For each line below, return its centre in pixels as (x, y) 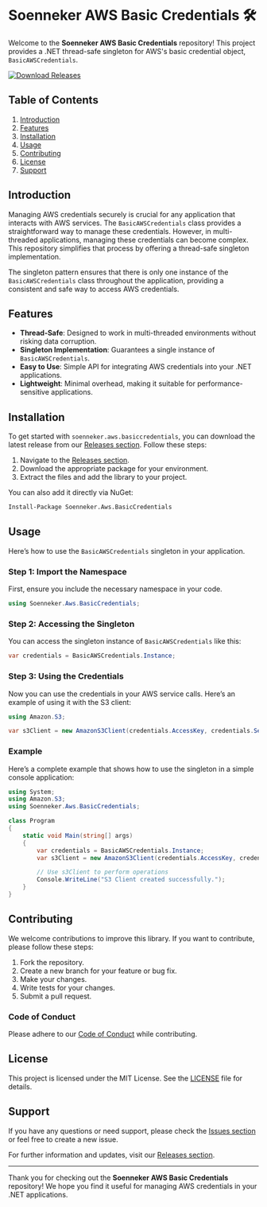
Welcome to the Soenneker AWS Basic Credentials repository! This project (132, 43)
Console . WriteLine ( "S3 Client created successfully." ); (131, 880)
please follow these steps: (51, 947)
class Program (32, 821)
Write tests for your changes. (67, 987)
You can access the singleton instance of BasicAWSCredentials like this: (125, 641)
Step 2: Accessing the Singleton (72, 624)
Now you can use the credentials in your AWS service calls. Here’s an (122, 694)
